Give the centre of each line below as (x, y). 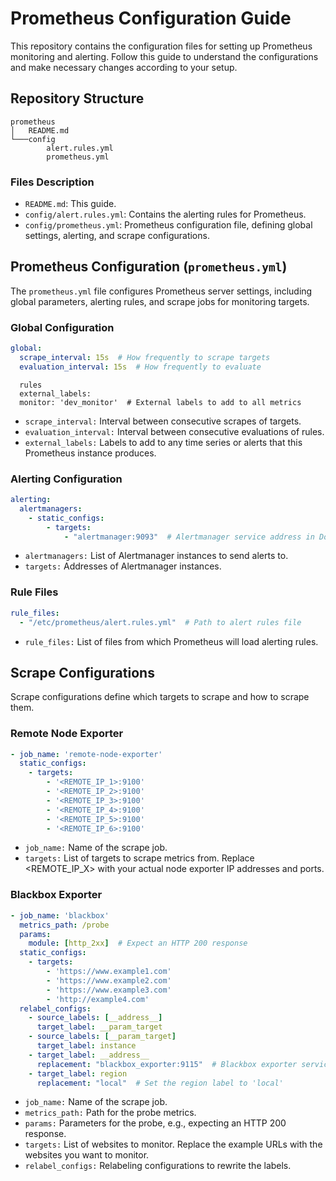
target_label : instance (86, 1046)
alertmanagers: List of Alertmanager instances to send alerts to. (156, 556)
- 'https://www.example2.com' (109, 980)
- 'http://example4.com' (98, 999)
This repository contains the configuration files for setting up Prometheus (161, 46)
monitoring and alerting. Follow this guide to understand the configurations (164, 56)
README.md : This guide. (70, 204)
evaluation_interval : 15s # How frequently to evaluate (140, 367)
